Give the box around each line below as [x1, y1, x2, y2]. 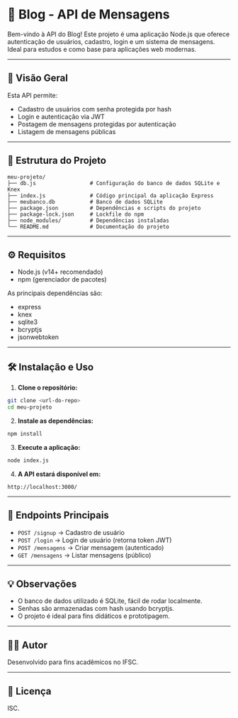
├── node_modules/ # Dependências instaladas [7, 216, 170, 224]
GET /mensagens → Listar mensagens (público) [17, 551, 152, 559]
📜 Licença [7, 685, 52, 697]
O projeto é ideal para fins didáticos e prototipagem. [17, 612, 170, 620]
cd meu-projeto [7, 404, 52, 411]
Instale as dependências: [17, 416, 93, 425]
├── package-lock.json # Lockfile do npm [7, 211, 144, 218]
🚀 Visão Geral [7, 72, 69, 84]
